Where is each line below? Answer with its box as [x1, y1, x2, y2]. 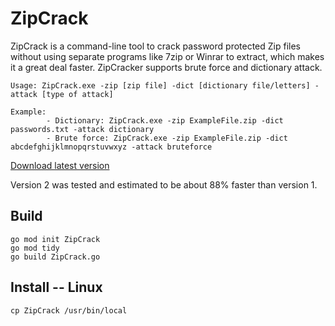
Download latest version [10, 159, 110, 171]
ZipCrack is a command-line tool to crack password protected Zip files [10, 40, 302, 52]
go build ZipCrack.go [10, 252, 101, 262]
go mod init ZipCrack [10, 234, 101, 244]
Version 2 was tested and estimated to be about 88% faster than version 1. [10, 178, 318, 191]
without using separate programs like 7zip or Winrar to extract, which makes [10, 50, 325, 62]
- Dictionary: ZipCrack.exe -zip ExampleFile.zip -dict [46, 115, 284, 126]
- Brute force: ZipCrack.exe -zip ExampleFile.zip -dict [46, 133, 288, 143]
